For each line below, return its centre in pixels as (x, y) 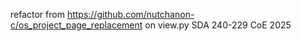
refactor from (37, 14)
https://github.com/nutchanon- (130, 14)
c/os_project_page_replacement (76, 25)
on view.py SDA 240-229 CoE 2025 (218, 25)
